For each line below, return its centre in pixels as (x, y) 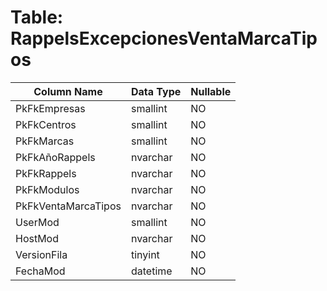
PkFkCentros (46, 124)
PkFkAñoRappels (55, 157)
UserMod (37, 222)
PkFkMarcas (45, 141)
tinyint (145, 254)
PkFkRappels (46, 173)
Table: (37, 17)
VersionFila (41, 254)
